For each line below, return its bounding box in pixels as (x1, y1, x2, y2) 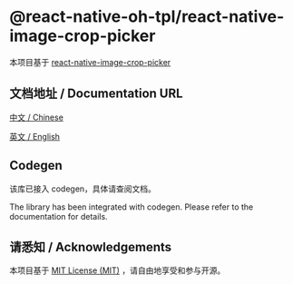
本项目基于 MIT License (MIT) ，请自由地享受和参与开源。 (9, 265, 226, 276)
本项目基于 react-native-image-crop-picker (9, 56, 171, 67)
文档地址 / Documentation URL (9, 86, 183, 102)
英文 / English (9, 131, 61, 142)
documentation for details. (9, 211, 108, 221)
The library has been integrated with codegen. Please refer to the (9, 201, 254, 212)
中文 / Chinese (9, 112, 63, 122)
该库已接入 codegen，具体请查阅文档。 (9, 183, 157, 194)
